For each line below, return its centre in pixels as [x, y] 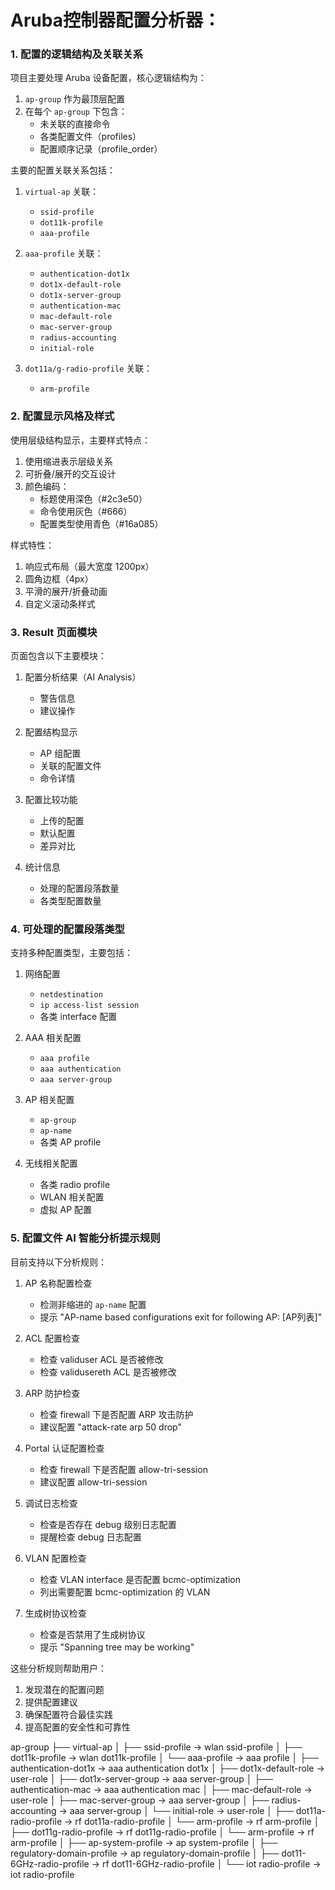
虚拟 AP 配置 [66, 1210]
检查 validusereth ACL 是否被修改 [108, 1372]
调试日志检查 [51, 1503]
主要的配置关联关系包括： [63, 170]
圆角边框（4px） [59, 578]
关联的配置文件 [70, 766]
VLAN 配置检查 [55, 1558]
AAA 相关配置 [53, 1038]
